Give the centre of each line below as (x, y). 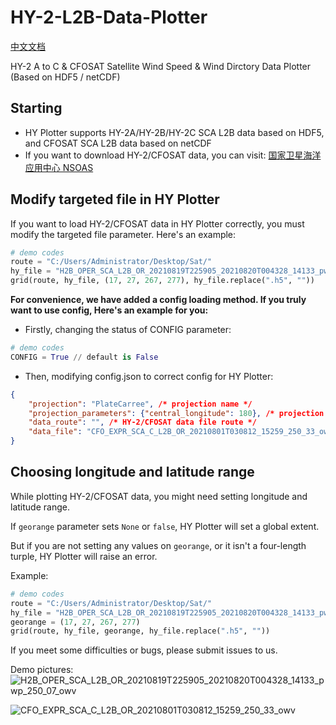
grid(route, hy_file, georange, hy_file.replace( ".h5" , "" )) (140, 631)
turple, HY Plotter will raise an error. (84, 556)
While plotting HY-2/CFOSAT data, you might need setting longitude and (159, 496)
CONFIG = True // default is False (84, 357)
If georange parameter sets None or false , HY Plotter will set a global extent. (165, 526)
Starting (36, 108)
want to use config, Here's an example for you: (109, 310)
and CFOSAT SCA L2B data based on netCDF (118, 143)
